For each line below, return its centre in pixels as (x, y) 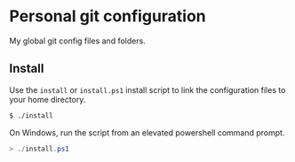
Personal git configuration (108, 16)
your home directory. (48, 99)
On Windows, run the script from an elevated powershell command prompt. (147, 132)
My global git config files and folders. (78, 41)
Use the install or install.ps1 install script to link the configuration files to (147, 89)
